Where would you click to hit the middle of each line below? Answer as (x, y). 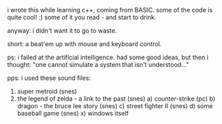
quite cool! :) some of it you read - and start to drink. (82, 17)
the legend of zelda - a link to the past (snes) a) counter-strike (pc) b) (116, 99)
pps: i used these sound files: (49, 78)
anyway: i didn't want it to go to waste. (62, 31)
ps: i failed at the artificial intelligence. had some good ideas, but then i (108, 57)
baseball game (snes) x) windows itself (73, 113)
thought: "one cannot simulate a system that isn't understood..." (98, 64)
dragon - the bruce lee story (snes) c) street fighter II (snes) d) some (115, 106)
